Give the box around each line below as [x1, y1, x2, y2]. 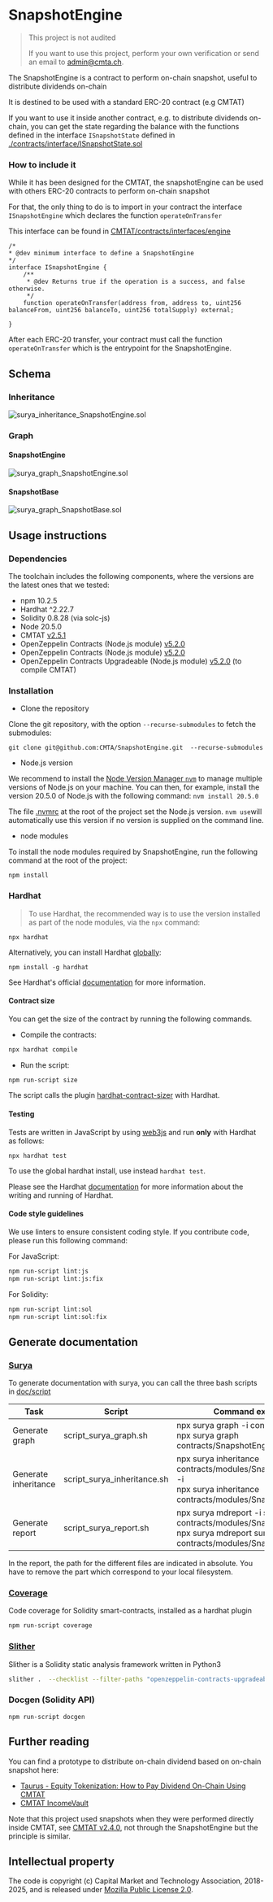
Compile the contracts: [19, 1029, 97, 1039]
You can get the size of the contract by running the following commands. [8, 1014, 253, 1024]
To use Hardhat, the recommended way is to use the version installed [28, 908, 261, 918]
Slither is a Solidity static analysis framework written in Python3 [8, 1659, 222, 1669]
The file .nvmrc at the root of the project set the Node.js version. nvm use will [8, 807, 262, 816]
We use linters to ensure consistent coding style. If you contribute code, [8, 1226, 249, 1237]
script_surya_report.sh [63, 1522, 149, 1534]
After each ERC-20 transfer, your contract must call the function [8, 335, 223, 345]
